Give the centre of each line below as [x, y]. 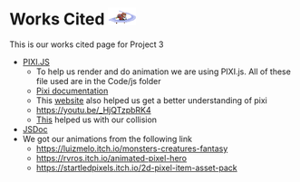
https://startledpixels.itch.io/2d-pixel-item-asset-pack [136, 168]
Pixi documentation [72, 91]
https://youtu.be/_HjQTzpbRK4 [93, 110]
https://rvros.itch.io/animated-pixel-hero [111, 158]
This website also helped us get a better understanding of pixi [151, 100]
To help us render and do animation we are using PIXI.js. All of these [164, 72]
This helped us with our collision [96, 120]
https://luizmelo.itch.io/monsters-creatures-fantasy [132, 148]
